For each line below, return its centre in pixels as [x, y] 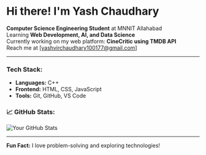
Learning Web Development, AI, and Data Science [71, 34]
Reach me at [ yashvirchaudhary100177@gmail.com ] [72, 48]
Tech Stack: [25, 69]
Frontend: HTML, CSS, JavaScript [59, 89]
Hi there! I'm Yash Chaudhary [83, 11]
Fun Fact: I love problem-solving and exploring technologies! [83, 145]
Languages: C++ [37, 83]
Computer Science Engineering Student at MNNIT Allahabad [84, 28]
